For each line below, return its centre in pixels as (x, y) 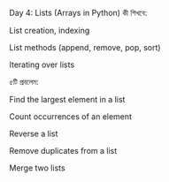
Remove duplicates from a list (63, 151)
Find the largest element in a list (67, 99)
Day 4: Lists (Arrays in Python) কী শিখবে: (78, 13)
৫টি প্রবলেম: (24, 82)
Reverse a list (34, 133)
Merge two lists (37, 168)
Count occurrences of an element (71, 117)
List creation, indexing (50, 30)
